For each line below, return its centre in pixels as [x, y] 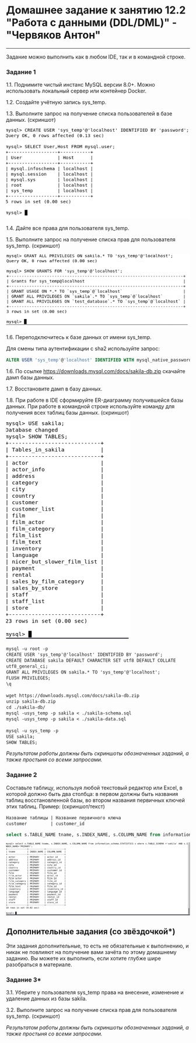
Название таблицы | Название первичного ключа [64, 818]
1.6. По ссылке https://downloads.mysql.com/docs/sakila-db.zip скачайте [96, 371]
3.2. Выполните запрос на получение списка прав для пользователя [91, 1010]
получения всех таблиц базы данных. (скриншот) [68, 413]
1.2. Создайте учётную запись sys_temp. [56, 102]
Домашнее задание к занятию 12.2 [96, 10]
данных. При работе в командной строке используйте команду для [90, 406]
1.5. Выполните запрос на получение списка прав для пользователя [91, 240]
